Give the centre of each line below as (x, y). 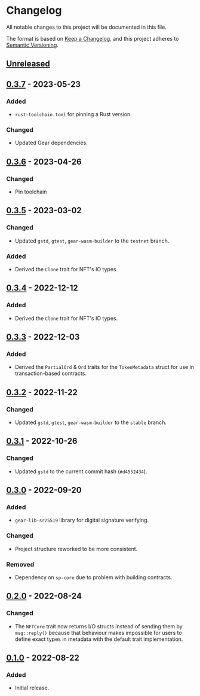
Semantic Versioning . (32, 45)
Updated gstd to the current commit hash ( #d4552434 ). (81, 471)
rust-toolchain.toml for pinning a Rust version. (73, 114)
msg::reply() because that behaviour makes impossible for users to (98, 633)
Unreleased (28, 64)
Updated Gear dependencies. (51, 143)
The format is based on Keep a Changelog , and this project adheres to (93, 38)
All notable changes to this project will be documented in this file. (87, 27)
